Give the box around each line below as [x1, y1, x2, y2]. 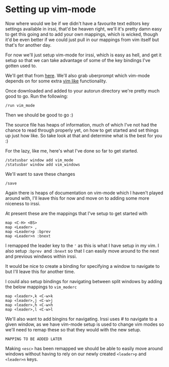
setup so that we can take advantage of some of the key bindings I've [5, 57, 151, 63]
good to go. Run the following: [5, 93, 68, 99]
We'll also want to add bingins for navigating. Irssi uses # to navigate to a [5, 316, 158, 322]
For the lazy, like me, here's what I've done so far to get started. [5, 147, 138, 154]
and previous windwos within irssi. [5, 253, 77, 259]
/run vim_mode [5, 103, 35, 108]
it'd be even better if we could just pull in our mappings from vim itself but [5, 37, 159, 43]
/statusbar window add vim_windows [5, 162, 80, 167]
